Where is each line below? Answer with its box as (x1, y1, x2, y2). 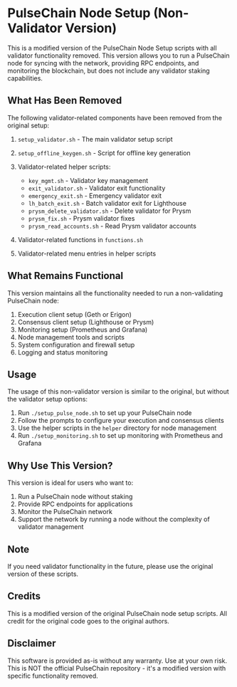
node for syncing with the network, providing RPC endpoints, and (7, 58, 199, 67)
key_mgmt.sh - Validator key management (28, 176, 149, 184)
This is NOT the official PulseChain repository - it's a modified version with (7, 664, 226, 672)
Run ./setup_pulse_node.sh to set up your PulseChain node (17, 409, 192, 417)
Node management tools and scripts (17, 332, 125, 341)
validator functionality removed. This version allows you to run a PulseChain (7, 51, 230, 60)
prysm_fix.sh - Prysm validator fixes (28, 214, 135, 222)
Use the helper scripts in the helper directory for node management (17, 424, 217, 432)
